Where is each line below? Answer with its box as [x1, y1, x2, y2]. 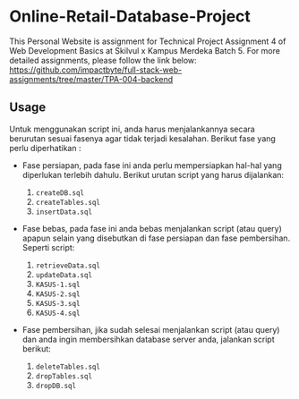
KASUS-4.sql [35, 309, 81, 318]
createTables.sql [35, 198, 101, 207]
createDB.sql [35, 188, 85, 198]
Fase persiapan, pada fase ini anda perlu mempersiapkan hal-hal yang [21, 159, 282, 171]
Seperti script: [21, 242, 75, 252]
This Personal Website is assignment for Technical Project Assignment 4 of [9, 36, 286, 47]
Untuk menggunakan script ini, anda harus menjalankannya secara [9, 123, 255, 134]
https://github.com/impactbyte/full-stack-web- [9, 64, 183, 75]
